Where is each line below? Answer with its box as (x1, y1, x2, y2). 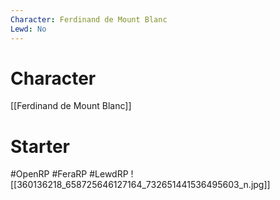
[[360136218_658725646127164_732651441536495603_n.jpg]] (10, 179, 271, 191)
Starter (10, 135, 70, 158)
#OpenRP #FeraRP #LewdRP (10, 168, 129, 180)
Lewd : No (10, 24, 47, 34)
